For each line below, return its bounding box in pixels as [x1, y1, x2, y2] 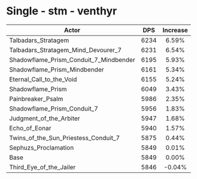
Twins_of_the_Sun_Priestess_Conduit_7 [9, 133, 120, 142]
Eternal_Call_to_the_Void [9, 75, 77, 83]
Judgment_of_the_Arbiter [9, 114, 80, 123]
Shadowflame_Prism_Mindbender [9, 65, 104, 73]
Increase [162, 26, 189, 34]
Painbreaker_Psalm [9, 94, 63, 103]
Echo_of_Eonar [9, 124, 51, 132]
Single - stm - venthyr [6, 4, 117, 18]
